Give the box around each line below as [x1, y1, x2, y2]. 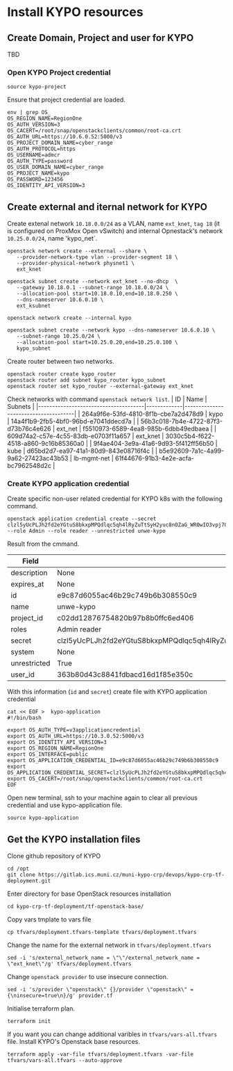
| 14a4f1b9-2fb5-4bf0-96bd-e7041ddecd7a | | [7, 417, 139, 426]
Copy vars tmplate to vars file [7, 915, 92, 924]
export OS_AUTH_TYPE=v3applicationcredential [7, 727, 141, 734]
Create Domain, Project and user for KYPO [7, 32, 194, 44]
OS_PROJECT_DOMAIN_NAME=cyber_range [7, 140, 113, 147]
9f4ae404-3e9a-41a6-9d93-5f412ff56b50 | [93, 440, 218, 448]
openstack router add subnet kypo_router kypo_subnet [7, 377, 166, 384]
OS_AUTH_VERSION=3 [7, 121, 60, 129]
